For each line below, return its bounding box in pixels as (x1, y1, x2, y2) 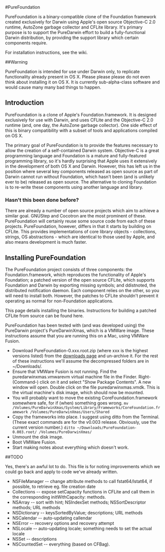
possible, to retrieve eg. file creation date (12, 483, 96, 489)
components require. (5, 40, 48, 46)
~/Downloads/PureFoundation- (77, 425, 137, 430)
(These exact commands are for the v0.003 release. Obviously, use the (12, 419, 157, 425)
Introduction (5, 99, 44, 107)
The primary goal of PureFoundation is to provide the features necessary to (5, 142, 158, 148)
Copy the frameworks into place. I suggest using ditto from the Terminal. (12, 414, 160, 420)
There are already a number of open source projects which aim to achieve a (5, 208, 159, 214)
